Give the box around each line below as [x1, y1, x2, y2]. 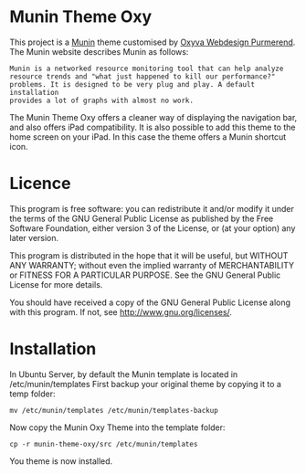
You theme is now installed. [9, 455, 113, 467]
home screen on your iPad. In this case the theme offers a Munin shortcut [9, 131, 287, 142]
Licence [9, 174, 71, 194]
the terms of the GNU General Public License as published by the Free [9, 213, 274, 224]
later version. [9, 232, 59, 243]
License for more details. [9, 279, 103, 290]
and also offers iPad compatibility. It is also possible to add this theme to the [9, 121, 296, 132]
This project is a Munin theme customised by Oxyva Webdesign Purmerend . [9, 37, 296, 47]
